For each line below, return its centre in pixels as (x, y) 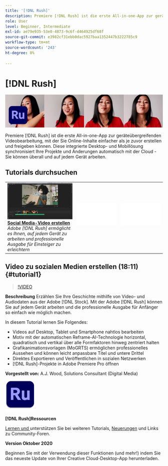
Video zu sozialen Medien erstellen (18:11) (72, 267)
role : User (16, 21)
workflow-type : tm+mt (28, 43)
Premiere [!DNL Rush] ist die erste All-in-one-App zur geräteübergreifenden (83, 135)
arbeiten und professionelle (35, 239)
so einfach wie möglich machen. (38, 312)
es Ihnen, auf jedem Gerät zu (37, 234)
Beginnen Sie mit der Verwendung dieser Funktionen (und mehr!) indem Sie (83, 453)
